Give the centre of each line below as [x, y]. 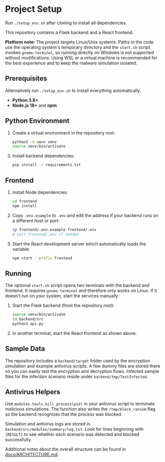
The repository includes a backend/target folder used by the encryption [78, 361]
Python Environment [37, 121]
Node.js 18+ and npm [34, 105]
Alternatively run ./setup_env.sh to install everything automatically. [73, 91]
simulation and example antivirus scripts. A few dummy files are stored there [83, 366]
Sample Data [25, 349]
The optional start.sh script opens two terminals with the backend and [77, 285]
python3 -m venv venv [34, 142]
